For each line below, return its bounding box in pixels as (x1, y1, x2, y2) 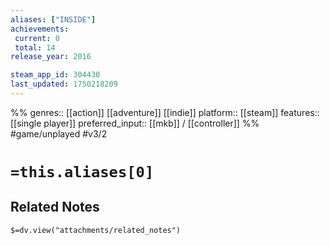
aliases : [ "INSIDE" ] (10, 14, 97, 25)
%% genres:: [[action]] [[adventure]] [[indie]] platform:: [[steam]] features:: (10, 106, 320, 118)
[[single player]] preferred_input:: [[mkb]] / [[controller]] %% (10, 117, 260, 129)
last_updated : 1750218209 (10, 79, 118, 90)
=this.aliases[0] (10, 163, 155, 182)
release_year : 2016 (10, 52, 92, 62)
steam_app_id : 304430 (10, 70, 101, 80)
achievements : (10, 24, 70, 34)
